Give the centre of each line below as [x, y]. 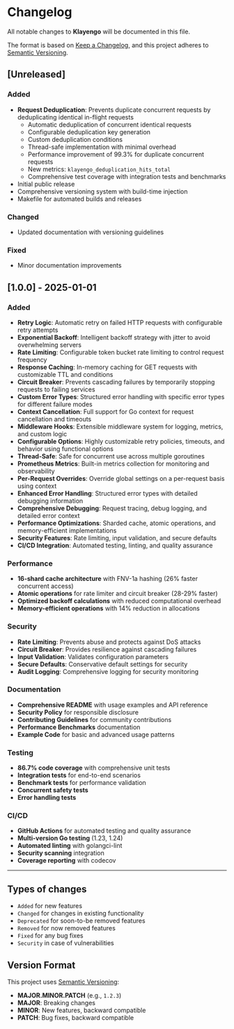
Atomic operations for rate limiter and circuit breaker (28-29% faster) [117, 593]
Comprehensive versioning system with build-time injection [102, 191]
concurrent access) [46, 586]
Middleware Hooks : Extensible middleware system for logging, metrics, [120, 426]
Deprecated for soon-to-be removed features [81, 921]
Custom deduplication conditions [75, 139]
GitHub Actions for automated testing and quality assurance [104, 831]
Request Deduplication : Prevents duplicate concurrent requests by [114, 110]
